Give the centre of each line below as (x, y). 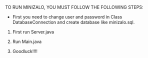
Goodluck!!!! (25, 51)
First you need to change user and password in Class (67, 17)
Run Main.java (27, 41)
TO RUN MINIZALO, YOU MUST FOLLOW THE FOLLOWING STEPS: (74, 7)
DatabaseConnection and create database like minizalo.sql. (73, 22)
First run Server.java (33, 32)
